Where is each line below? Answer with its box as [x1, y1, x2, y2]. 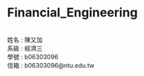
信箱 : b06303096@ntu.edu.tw [7, 61, 95, 69]
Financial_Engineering [7, 5, 138, 21]
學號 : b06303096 [7, 53, 59, 61]
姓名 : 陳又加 [7, 36, 43, 44]
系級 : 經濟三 [7, 44, 43, 52]
